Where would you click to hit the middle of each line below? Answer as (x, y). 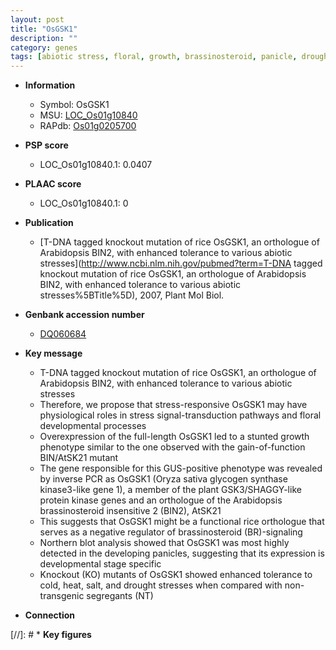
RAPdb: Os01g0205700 (88, 126)
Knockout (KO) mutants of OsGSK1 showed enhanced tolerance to (176, 575)
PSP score (46, 145)
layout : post (37, 19)
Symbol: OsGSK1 (74, 105)
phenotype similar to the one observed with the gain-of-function (172, 447)
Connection (49, 615)
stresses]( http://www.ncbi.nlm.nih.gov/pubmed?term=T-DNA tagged (181, 263)
